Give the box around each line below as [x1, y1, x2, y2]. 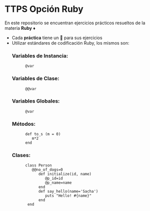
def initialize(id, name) [38, 172, 92, 177]
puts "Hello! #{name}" [45, 193, 92, 199]
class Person [25, 163, 52, 168]
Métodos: [11, 120, 36, 127]
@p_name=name [45, 180, 72, 185]
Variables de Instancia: [11, 52, 69, 59]
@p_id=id [45, 176, 63, 181]
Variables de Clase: [11, 75, 60, 82]
